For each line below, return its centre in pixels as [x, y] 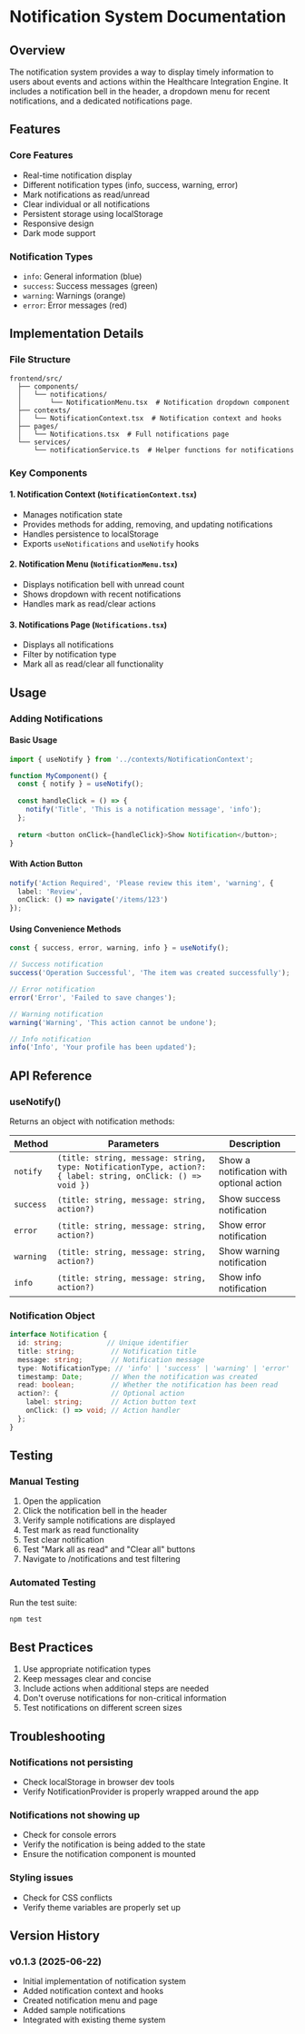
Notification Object [52, 1316]
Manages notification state [72, 514]
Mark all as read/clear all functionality [93, 664]
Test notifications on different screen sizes [102, 1708]
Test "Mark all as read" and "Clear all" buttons [109, 1549]
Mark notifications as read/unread [86, 194]
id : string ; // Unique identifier [103, 1343]
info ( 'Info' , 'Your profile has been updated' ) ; [103, 1047]
